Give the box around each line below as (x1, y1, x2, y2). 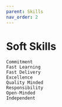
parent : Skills (6, 8, 44, 15)
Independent (6, 95, 35, 101)
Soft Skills (6, 40, 57, 53)
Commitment (6, 59, 33, 65)
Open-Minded (6, 90, 35, 96)
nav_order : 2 (6, 14, 38, 20)
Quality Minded (6, 80, 44, 86)
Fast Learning (6, 64, 41, 70)
